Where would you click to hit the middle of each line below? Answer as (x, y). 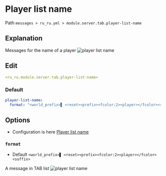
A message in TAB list (27, 168)
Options (18, 120)
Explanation (24, 38)
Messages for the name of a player (41, 50)
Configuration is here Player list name (50, 132)
